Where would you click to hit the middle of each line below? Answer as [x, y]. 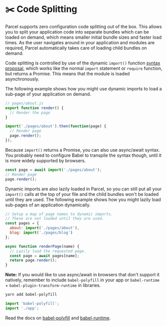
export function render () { [35, 108]
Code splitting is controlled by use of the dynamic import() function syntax [83, 63]
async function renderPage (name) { [42, 246]
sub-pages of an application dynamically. [48, 205]
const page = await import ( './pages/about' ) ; [53, 170]
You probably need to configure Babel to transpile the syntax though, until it [83, 155]
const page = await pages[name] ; [45, 256]
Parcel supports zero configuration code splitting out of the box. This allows [83, 26]
